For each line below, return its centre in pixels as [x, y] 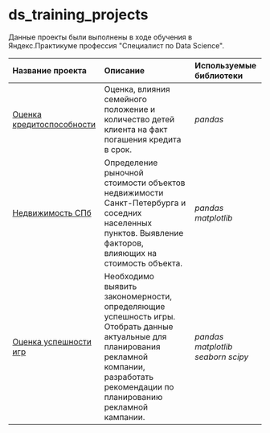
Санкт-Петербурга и [145, 203]
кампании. [125, 417]
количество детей [139, 119]
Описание [125, 70]
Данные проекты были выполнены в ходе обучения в [100, 37]
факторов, [124, 243]
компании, [125, 366]
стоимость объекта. [143, 263]
